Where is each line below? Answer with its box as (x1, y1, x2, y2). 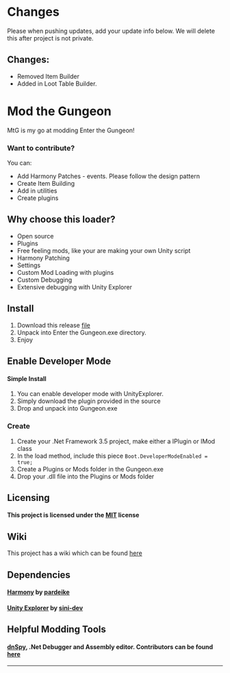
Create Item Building (16, 179, 75, 187)
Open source (16, 232, 54, 240)
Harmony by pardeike (7, 588, 70, 596)
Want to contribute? (7, 143, 75, 153)
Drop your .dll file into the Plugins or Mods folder (16, 472, 155, 480)
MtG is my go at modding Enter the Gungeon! (7, 126, 135, 134)
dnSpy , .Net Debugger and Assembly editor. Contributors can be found (7, 642, 214, 651)
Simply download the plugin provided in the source (16, 397, 161, 405)
